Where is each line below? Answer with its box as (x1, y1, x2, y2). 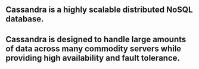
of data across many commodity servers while (5, 43, 182, 54)
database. (5, 14, 44, 24)
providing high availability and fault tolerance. (5, 53, 180, 63)
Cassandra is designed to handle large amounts (5, 34, 186, 44)
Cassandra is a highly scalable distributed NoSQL (5, 5, 193, 15)
